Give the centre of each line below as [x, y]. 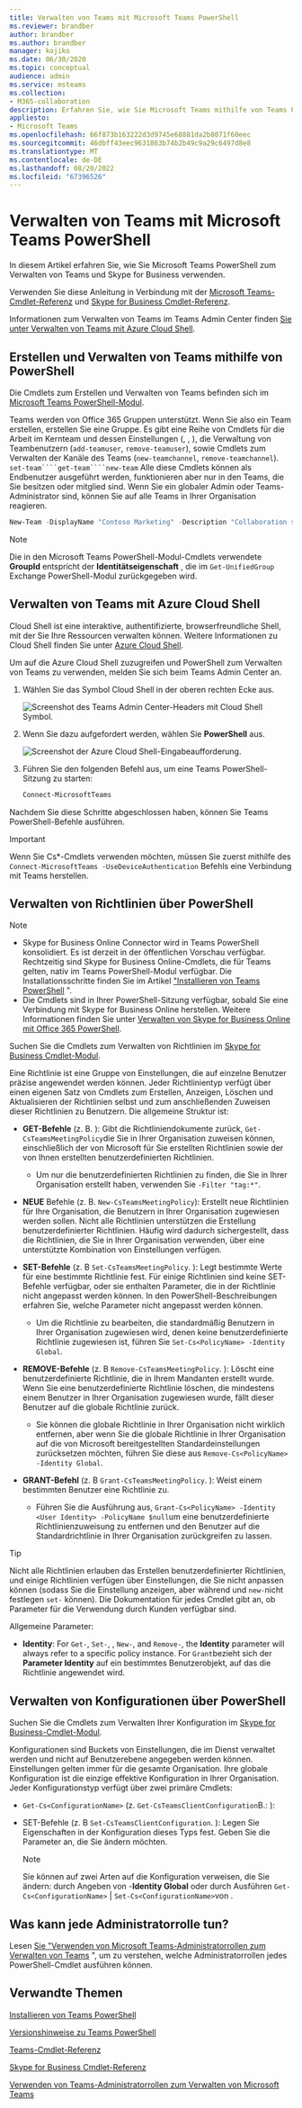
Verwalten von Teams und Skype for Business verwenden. [117, 274]
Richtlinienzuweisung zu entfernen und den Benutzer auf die [148, 1527]
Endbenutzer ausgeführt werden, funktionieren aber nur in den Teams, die [147, 477]
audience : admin [40, 76]
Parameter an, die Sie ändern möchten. [95, 1842]
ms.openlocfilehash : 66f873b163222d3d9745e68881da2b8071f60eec [130, 135]
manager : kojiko [40, 51]
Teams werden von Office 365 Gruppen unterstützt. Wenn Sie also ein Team [151, 420]
